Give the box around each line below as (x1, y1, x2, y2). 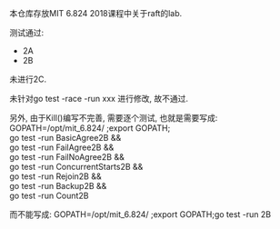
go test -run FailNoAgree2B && (9, 152, 125, 162)
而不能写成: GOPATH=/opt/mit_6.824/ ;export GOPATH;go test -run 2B (9, 209, 271, 220)
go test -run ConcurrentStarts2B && (9, 162, 144, 172)
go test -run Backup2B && (9, 181, 107, 191)
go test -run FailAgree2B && (9, 142, 115, 153)
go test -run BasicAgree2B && (9, 133, 122, 143)
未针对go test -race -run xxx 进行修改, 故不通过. (9, 94, 189, 104)
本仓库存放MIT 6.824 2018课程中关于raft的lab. (9, 8, 183, 18)
